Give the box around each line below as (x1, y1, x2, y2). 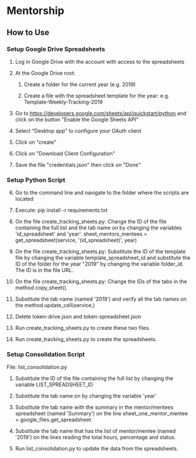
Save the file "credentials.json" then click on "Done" (15, 161, 141, 168)
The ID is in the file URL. (15, 267, 74, 274)
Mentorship (6, 4, 65, 18)
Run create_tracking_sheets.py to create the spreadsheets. (15, 336, 157, 343)
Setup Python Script (6, 175, 66, 184)
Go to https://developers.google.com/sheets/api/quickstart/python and (15, 109, 187, 116)
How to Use (6, 27, 50, 37)
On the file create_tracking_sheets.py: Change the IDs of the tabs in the (15, 278, 187, 285)
